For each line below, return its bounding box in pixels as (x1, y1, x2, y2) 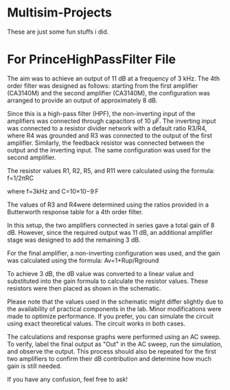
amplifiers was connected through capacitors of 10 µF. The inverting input (7, 117, 216, 125)
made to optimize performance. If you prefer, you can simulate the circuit (7, 312, 214, 320)
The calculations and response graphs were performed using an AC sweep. (7, 332, 221, 341)
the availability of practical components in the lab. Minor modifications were (7, 304, 222, 313)
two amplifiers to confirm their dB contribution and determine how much (7, 354, 211, 363)
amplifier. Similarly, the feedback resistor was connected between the (7, 139, 205, 147)
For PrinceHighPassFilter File (7, 51, 176, 67)
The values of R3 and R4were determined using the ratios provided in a (7, 200, 209, 209)
